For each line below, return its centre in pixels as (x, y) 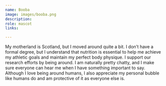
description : (19, 19)
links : (12, 28)
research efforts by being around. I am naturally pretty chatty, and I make (80, 63)
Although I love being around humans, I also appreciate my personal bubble (82, 73)
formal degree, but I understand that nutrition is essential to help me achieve (83, 52)
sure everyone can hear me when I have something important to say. (75, 68)
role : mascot (19, 24)
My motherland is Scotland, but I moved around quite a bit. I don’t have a (79, 47)
